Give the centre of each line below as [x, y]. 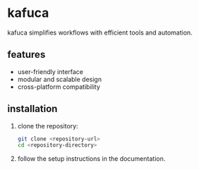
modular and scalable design [60, 79]
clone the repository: [48, 126]
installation [32, 109]
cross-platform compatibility [59, 87]
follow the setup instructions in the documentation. [91, 159]
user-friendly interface [50, 71]
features [26, 55]
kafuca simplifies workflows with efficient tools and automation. [100, 32]
